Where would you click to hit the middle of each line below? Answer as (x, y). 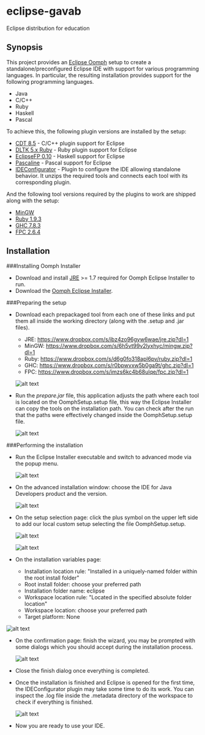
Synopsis (24, 47)
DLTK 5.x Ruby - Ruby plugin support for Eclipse (76, 150)
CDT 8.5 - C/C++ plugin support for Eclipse (70, 143)
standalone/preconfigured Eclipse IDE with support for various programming (103, 68)
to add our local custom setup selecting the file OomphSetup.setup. (100, 523)
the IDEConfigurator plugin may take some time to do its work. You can (105, 689)
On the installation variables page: (58, 559)
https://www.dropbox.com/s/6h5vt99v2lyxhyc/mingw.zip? (119, 345)
